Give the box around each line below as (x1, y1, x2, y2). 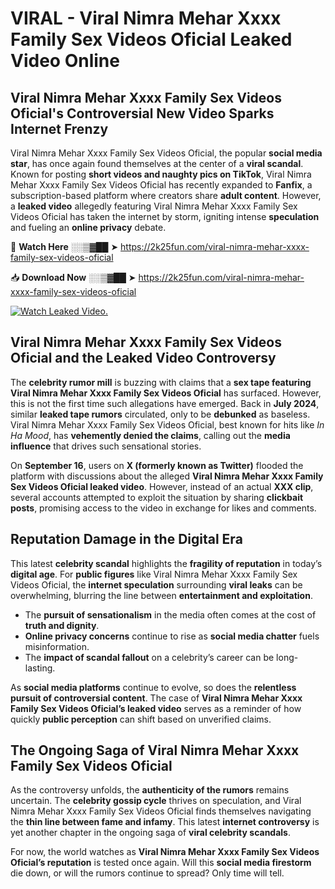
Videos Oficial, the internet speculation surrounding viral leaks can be (10, 578, 303, 591)
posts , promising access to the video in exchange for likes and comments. (10, 502, 317, 514)
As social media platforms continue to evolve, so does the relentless (10, 681, 297, 693)
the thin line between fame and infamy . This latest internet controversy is (10, 816, 320, 828)
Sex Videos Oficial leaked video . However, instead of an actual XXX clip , (10, 480, 314, 492)
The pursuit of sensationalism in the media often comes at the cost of (24, 608, 317, 621)
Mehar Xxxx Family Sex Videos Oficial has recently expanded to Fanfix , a (10, 179, 313, 191)
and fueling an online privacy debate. (10, 222, 167, 233)
